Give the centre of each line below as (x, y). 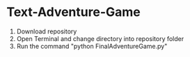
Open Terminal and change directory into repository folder (100, 38)
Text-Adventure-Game (73, 12)
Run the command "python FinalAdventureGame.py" (92, 46)
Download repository (47, 31)
